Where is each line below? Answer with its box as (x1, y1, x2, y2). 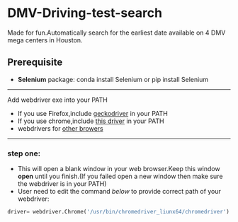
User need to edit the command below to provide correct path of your (17, 187, 222, 196)
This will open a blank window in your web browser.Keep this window (17, 165, 221, 173)
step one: (7, 148, 41, 158)
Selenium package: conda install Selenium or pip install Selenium (17, 75, 209, 83)
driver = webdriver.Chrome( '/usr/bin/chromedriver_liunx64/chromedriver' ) (7, 209, 230, 216)
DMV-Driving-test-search (7, 5, 163, 21)
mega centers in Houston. (7, 35, 83, 44)
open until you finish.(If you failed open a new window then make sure (17, 172, 223, 181)
